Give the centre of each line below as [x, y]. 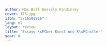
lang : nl [14, 23]
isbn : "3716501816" [25, 18]
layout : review [20, 27]
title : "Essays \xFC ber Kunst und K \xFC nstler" [54, 32]
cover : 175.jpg [20, 14]
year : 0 [13, 36]
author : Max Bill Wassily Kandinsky [42, 9]
